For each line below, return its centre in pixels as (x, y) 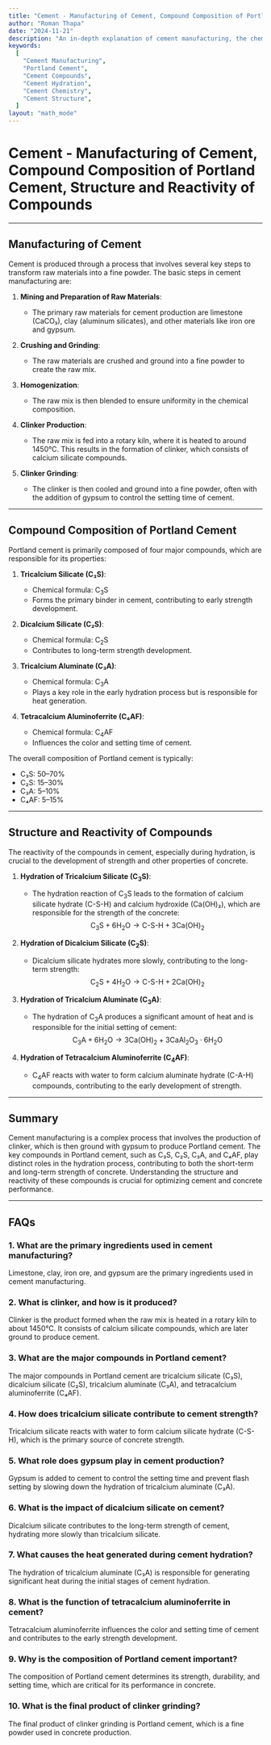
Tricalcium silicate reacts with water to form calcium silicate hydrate (121, 1431)
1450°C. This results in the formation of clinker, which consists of (140, 449)
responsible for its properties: (57, 559)
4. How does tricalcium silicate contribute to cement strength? (133, 1413)
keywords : (25, 46)
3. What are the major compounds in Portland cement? (118, 1358)
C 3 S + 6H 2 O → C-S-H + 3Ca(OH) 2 (147, 927)
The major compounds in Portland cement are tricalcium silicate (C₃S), (126, 1375)
